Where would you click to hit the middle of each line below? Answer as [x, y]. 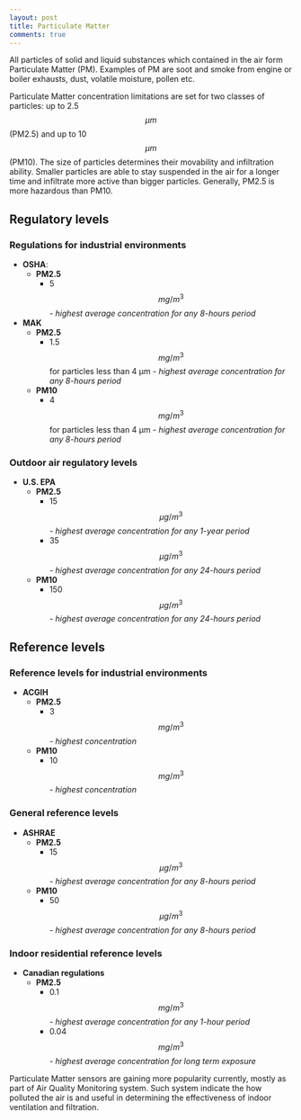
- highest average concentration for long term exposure [152, 1061]
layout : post [34, 18]
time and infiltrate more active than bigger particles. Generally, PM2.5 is [142, 182]
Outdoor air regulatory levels [73, 462]
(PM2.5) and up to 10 [48, 134]
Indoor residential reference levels [86, 953]
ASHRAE [39, 832]
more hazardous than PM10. [61, 191]
